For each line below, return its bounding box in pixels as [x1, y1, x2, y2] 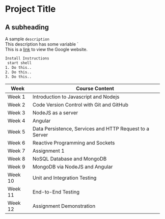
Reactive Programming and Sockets [32, 139, 115, 146]
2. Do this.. [5, 70, 32, 75]
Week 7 [7, 147, 26, 154]
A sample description [5, 36, 50, 42]
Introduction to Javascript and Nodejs [32, 93, 119, 100]
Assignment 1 [32, 147, 65, 154]
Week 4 [7, 117, 26, 124]
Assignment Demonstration [32, 203, 96, 210]
